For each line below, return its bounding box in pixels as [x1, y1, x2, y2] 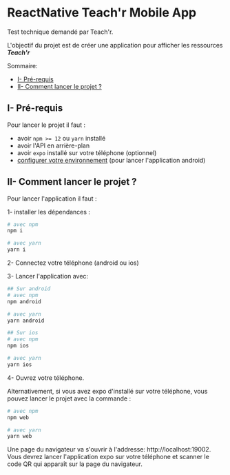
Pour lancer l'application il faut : [7, 194, 97, 203]
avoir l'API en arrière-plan [17, 141, 90, 150]
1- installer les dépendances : [7, 208, 91, 216]
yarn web [7, 433, 32, 440]
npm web [7, 414, 30, 421]
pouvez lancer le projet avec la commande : [7, 394, 132, 403]
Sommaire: [7, 61, 38, 70]
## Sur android [7, 285, 51, 292]
